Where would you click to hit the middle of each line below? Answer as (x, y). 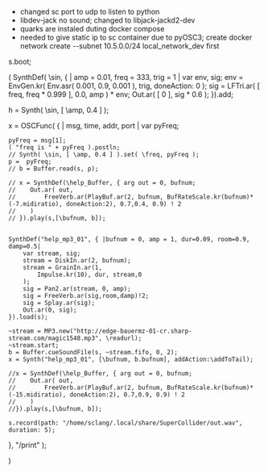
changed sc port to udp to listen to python (90, 12)
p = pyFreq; (30, 161)
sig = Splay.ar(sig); (59, 303)
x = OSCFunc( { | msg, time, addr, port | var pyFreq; (94, 126)
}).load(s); (28, 317)
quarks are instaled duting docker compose (92, 29)
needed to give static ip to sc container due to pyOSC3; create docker (136, 37)
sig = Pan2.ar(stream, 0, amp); (77, 289)
